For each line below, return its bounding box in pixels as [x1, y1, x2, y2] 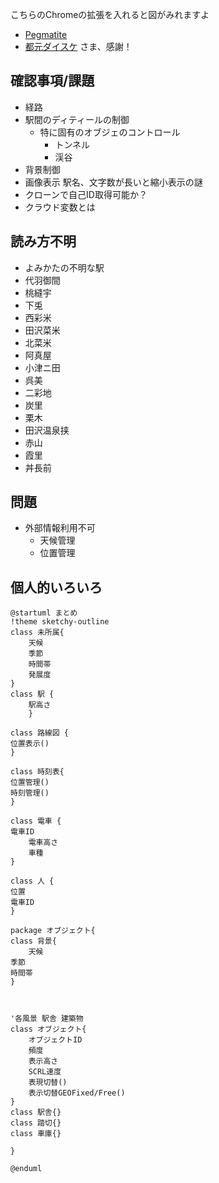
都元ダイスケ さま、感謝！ [24, 41, 133, 52]
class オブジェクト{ [10, 1024, 87, 1035]
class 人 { [10, 876, 55, 887]
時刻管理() [10, 788, 50, 798]
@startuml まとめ [10, 608, 78, 618]
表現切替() [28, 1078, 68, 1088]
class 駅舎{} [10, 1108, 62, 1118]
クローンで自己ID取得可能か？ [24, 188, 148, 200]
